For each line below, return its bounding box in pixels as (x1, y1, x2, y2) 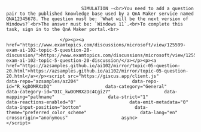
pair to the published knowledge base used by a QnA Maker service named (6, 11, 194, 17)
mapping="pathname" (6, 94, 55, 100)
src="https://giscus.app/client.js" (68, 73, 160, 79)
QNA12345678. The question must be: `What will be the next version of (6, 16, 188, 22)
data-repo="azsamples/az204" (6, 78, 79, 84)
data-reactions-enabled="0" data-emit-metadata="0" (6, 99, 188, 105)
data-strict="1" (108, 94, 148, 100)
